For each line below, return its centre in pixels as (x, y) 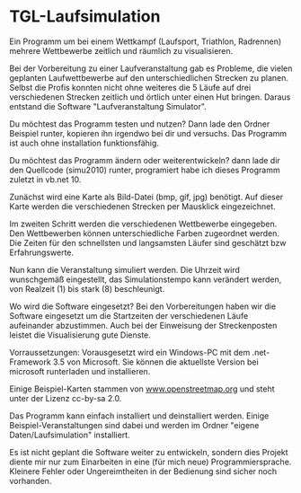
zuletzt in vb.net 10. (45, 179)
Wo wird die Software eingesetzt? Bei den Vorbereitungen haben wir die (143, 306)
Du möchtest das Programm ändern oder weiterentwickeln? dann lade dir (145, 160)
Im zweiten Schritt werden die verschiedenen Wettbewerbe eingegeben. (143, 224)
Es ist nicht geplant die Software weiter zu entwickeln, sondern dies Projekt (149, 452)
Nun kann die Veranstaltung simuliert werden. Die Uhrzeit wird (125, 269)
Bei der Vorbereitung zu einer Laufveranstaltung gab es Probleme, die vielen (151, 68)
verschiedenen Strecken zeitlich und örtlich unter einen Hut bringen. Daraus (150, 97)
